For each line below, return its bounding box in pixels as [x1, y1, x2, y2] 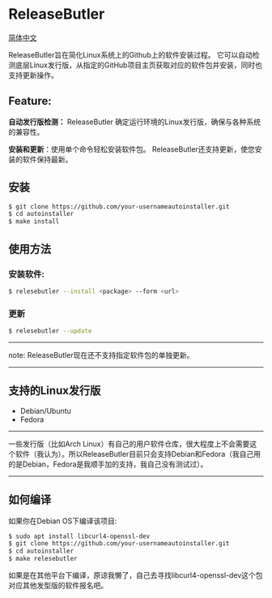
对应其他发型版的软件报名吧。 [8, 581, 108, 591]
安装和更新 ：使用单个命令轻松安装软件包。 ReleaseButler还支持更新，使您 [8, 144, 255, 154]
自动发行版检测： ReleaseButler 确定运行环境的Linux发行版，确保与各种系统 [8, 117, 261, 127]
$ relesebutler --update [8, 327, 92, 335]
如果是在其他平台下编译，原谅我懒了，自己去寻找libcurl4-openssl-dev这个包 [8, 570, 263, 580]
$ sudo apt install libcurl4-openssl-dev [8, 532, 151, 540]
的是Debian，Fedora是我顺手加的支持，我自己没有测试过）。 [8, 459, 208, 469]
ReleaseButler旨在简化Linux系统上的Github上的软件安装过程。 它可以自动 [8, 49, 253, 59]
